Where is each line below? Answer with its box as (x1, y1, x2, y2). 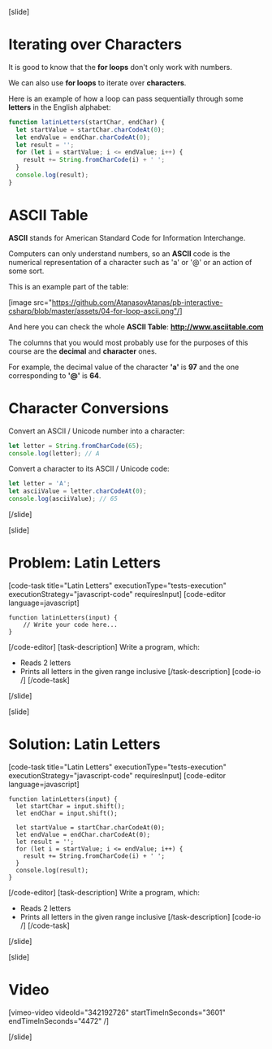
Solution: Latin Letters (8, 735, 161, 754)
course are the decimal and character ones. (8, 346, 158, 356)
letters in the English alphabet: (8, 102, 111, 112)
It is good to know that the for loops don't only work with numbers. (8, 62, 233, 72)
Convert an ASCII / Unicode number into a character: (8, 426, 185, 436)
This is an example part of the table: (8, 281, 129, 291)
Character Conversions (8, 398, 169, 417)
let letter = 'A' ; (8, 480, 71, 488)
